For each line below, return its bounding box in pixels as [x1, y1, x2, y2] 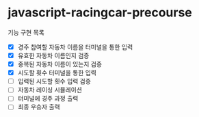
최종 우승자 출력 [17, 103, 60, 111]
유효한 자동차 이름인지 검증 [17, 51, 90, 60]
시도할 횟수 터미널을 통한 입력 [17, 68, 96, 77]
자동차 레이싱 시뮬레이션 [17, 86, 83, 94]
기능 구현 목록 [8, 28, 45, 36]
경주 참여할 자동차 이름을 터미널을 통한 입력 [17, 42, 133, 51]
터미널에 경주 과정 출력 [17, 94, 79, 103]
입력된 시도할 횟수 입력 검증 [17, 77, 92, 86]
